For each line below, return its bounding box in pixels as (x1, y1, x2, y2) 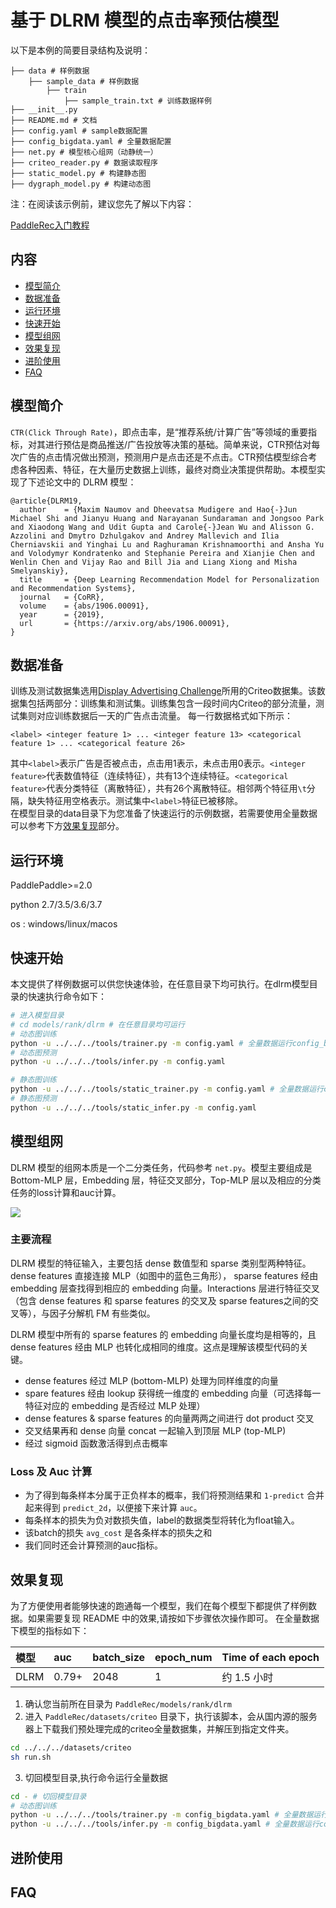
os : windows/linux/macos (10, 918, 118, 930)
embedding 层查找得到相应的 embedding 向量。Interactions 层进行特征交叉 (10, 1282, 320, 1294)
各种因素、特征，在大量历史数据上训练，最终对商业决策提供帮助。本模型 (18, 463, 317, 475)
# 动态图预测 (10, 1047, 57, 1058)
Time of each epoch (221, 1650, 320, 1664)
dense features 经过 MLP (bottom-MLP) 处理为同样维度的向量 (24, 1374, 279, 1386)
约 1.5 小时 (221, 1670, 274, 1684)
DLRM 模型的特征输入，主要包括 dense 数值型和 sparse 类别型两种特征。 (10, 1257, 312, 1269)
